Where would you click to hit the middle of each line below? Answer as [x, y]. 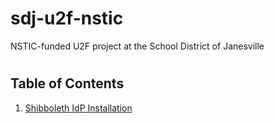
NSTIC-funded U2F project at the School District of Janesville [137, 46]
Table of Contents [67, 83]
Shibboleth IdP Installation [78, 108]
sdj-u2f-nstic [67, 18]
